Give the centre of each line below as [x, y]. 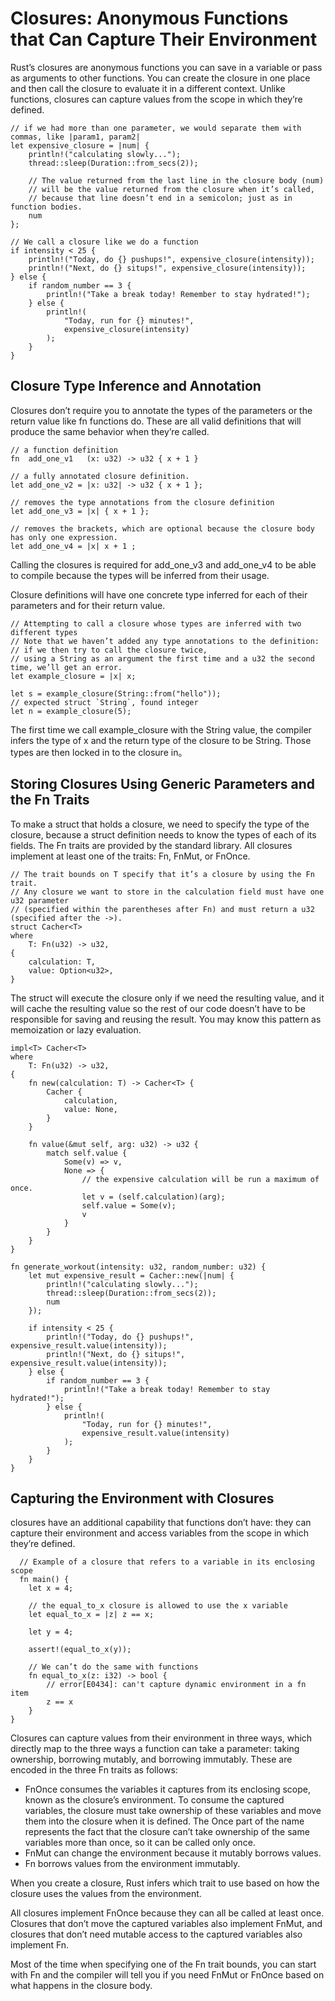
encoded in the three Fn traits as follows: [94, 1770]
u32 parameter [40, 900]
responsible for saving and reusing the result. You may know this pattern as [166, 1019]
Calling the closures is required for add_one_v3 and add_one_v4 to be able [163, 564]
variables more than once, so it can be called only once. [140, 1843]
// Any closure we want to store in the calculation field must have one [167, 892]
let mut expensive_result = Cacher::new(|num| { [131, 1275]
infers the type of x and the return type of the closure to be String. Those [161, 740]
